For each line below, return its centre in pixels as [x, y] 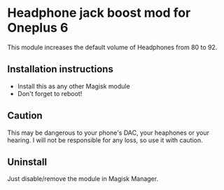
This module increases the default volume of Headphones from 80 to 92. [112, 47]
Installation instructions [60, 69]
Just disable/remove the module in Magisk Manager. [83, 179]
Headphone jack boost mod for [99, 13]
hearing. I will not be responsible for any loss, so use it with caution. [105, 140]
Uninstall [27, 162]
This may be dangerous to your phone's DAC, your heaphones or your [108, 133]
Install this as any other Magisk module [74, 86]
